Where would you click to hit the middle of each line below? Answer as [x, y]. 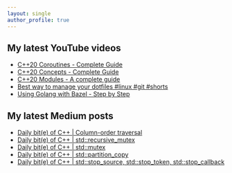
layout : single [29, 13]
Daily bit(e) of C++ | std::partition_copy [73, 155]
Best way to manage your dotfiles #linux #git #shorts [92, 86]
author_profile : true [38, 20]
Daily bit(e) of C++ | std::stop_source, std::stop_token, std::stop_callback [121, 162]
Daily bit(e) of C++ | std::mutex [61, 147]
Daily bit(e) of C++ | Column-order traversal [80, 133]
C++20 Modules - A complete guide [69, 80]
